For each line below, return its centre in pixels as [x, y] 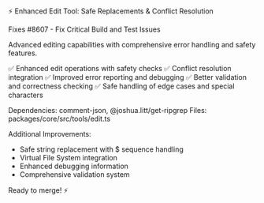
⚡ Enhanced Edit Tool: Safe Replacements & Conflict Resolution [111, 11]
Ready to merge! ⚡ [38, 190]
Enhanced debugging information [74, 166]
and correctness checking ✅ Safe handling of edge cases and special [121, 86]
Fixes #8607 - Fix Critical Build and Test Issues [84, 29]
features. [23, 53]
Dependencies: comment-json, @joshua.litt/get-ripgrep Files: [108, 110]
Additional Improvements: [50, 134]
